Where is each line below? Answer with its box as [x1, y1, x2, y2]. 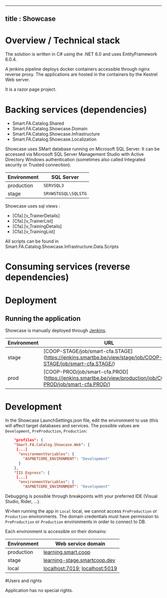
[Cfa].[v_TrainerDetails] [12, 213, 60, 219]
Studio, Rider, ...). [5, 499, 41, 505]
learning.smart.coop [43, 549, 91, 556]
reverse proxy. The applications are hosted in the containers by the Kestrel [5, 71, 158, 77]
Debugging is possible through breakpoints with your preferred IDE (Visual [5, 493, 158, 499]
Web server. [5, 77, 30, 83]
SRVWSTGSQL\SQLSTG [43, 191, 87, 197]
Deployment [5, 295, 57, 306]
